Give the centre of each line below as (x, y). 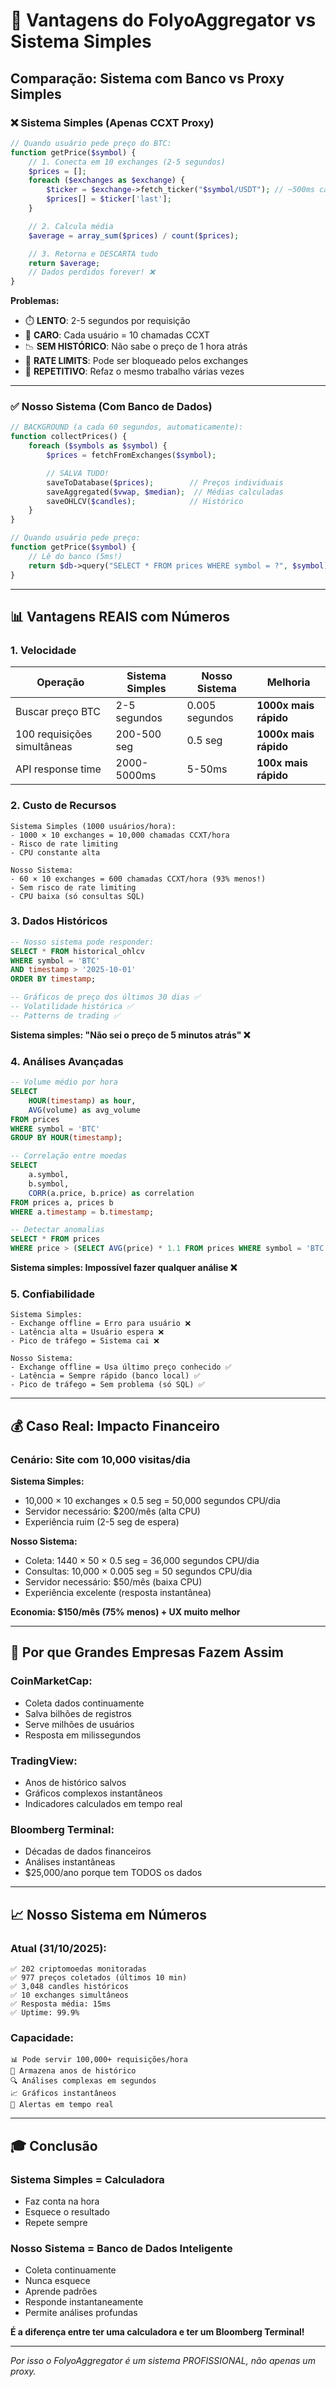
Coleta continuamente (70, 2270)
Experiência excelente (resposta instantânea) (118, 1592)
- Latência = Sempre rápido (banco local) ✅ (105, 1376)
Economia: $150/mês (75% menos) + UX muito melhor (125, 1611)
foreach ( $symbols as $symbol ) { (98, 446)
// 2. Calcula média (71, 226)
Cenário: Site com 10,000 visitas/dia (100, 1459)
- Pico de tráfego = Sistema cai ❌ (85, 1341)
